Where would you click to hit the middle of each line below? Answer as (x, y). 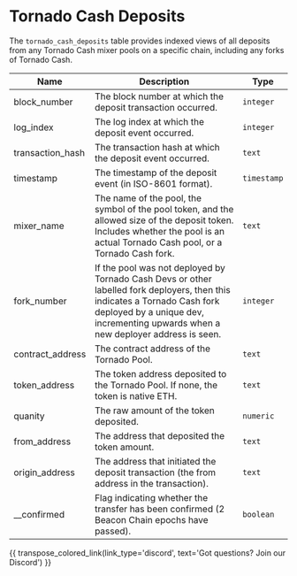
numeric (259, 416)
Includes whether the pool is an (160, 231)
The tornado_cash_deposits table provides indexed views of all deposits (140, 41)
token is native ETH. (136, 396)
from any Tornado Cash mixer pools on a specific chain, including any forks (147, 50)
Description (164, 81)
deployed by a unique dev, (149, 311)
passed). (113, 531)
